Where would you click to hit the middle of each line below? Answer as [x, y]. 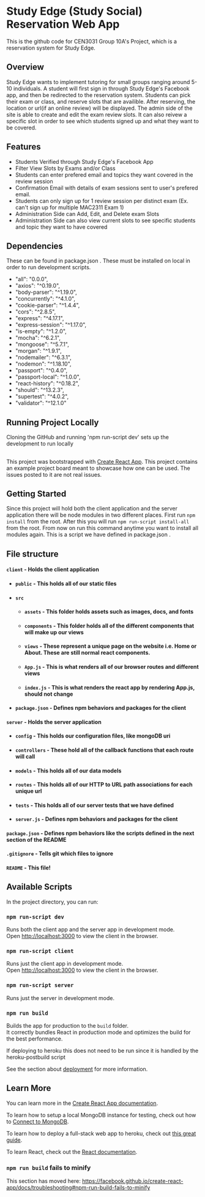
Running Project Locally [53, 422]
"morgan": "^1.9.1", [39, 351]
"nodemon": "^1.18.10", [43, 364]
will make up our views [54, 632]
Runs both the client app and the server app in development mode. [91, 930]
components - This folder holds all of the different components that [109, 625]
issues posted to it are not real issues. [54, 474]
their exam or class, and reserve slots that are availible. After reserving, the [101, 101]
